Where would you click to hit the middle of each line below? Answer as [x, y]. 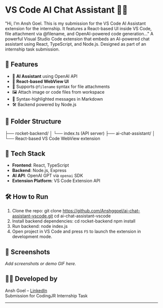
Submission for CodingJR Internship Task [46, 295]
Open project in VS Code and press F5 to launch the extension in [76, 231]
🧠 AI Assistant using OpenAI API [45, 76]
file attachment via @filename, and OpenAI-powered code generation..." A [79, 34]
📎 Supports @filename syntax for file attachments [61, 86]
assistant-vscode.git [33, 216]
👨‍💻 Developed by [31, 279]
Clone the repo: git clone [37, 211]
